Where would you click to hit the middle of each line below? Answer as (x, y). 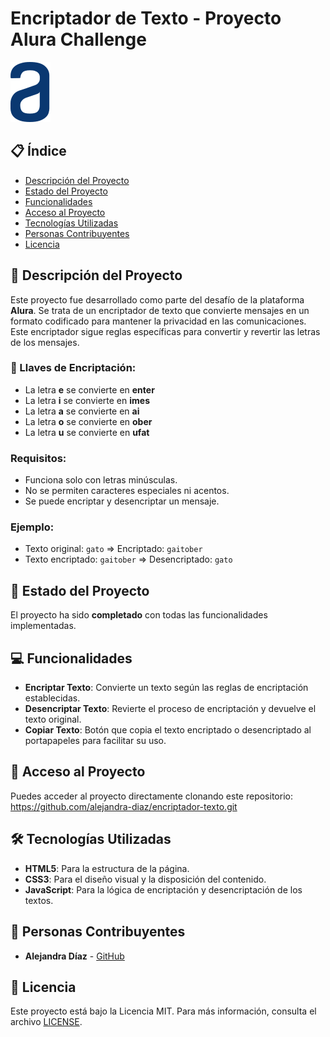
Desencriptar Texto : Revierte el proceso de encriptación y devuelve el (170, 709)
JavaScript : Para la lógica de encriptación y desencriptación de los (163, 889)
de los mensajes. (45, 342)
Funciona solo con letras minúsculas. (101, 480)
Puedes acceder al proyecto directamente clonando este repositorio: (151, 796)
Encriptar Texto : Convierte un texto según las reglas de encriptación (166, 688)
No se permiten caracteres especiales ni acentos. (127, 491)
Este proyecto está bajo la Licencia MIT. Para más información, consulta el (163, 1011)
